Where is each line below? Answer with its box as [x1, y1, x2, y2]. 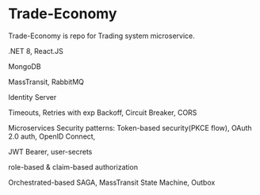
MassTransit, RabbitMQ [8, 77, 85, 86]
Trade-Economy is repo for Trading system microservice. [8, 31, 196, 40]
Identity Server [8, 92, 57, 101]
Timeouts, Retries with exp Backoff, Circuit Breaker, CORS [8, 108, 197, 117]
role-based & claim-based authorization [8, 162, 139, 171]
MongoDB [8, 61, 41, 71]
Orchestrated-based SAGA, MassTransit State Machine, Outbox [8, 178, 216, 187]
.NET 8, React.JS [8, 46, 63, 55]
